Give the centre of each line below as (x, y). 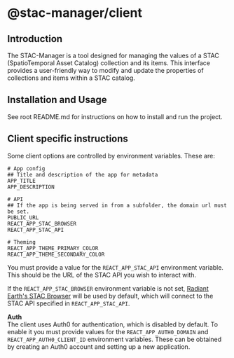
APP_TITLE (22, 181)
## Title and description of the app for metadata (83, 174)
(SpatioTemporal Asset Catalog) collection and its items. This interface (109, 63)
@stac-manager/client (75, 13)
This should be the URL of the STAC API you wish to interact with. (102, 275)
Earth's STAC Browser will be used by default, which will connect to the (110, 296)
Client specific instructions (68, 139)
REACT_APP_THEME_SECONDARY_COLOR (56, 254)
